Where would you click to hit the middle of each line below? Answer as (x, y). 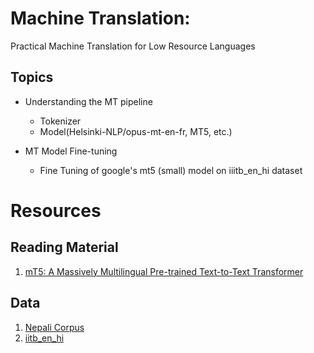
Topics (32, 77)
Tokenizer (60, 121)
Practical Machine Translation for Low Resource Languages (133, 46)
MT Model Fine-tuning (71, 151)
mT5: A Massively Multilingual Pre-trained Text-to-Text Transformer (164, 271)
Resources (56, 210)
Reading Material (64, 247)
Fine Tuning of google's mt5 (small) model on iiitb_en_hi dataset (171, 170)
